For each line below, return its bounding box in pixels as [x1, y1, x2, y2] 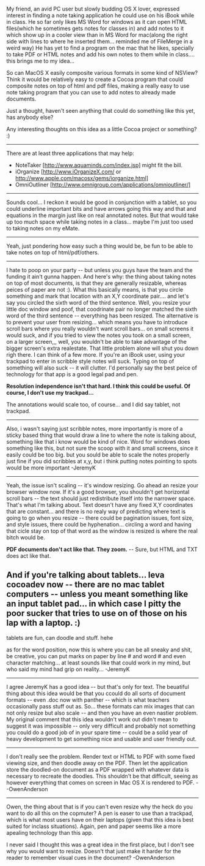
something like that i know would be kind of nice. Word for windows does [6, 438, 190, 445]
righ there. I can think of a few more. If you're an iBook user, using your [6, 351, 185, 358]
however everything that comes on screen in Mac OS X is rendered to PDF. [6, 778, 195, 786]
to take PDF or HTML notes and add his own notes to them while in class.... [6, 51, 195, 58]
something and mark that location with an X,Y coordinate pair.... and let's [6, 292, 189, 300]
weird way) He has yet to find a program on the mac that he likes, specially [6, 44, 194, 51]
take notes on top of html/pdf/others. [6, 249, 99, 256]
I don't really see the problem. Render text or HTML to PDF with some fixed [6, 753, 195, 760]
